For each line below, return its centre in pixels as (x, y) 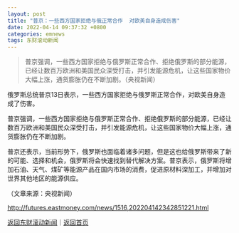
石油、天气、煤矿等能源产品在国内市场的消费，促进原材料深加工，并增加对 (122, 170)
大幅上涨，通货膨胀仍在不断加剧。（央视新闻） (92, 80)
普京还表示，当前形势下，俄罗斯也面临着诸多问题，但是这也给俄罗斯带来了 (116, 152)
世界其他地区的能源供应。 (45, 178)
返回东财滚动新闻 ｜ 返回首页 (48, 222)
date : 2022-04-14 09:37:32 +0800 (57, 27)
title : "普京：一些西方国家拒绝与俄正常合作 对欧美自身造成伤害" (94, 21)
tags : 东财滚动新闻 (33, 41)
